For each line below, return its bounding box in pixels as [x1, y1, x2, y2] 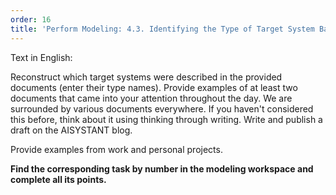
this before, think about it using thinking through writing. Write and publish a [10, 113, 323, 125]
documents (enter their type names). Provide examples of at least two [10, 81, 298, 93]
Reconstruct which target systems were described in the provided [10, 71, 283, 83]
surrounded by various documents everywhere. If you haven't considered [10, 102, 314, 115]
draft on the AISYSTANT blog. [10, 124, 133, 136]
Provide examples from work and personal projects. [10, 143, 223, 155]
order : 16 [10, 14, 52, 25]
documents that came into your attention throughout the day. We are [10, 92, 293, 104]
